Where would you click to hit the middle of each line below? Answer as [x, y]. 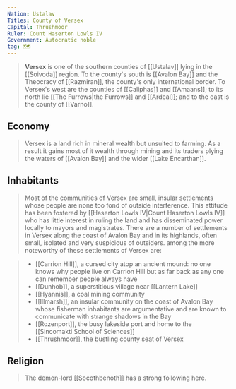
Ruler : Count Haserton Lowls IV [55, 34]
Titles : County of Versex [45, 20]
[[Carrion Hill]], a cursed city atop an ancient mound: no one [123, 264]
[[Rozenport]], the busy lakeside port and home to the [113, 324]
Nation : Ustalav [31, 14]
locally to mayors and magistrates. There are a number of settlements [126, 227]
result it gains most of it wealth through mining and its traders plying [124, 151]
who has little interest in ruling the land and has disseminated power [124, 220]
